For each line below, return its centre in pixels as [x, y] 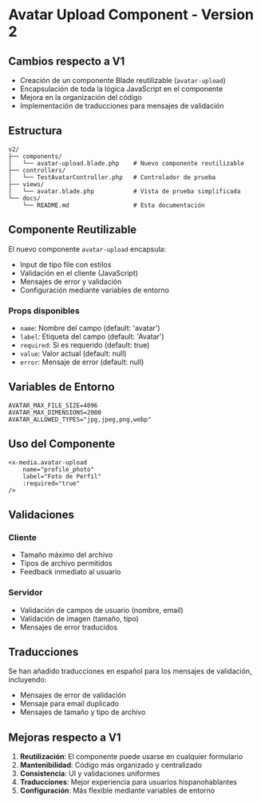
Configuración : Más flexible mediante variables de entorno [117, 791]
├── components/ [35, 156]
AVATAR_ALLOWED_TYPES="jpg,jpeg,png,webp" [80, 419]
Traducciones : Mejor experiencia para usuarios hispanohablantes [129, 782]
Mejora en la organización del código [81, 97]
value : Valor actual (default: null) [73, 353]
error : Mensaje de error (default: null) [82, 362]
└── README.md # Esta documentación [114, 205]
